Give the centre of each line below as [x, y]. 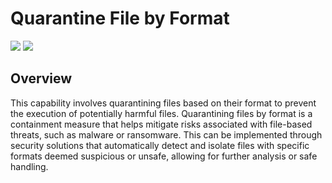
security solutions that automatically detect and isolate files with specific [160, 145]
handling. [29, 166]
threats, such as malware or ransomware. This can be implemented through [166, 134]
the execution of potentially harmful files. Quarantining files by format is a [161, 113]
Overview [41, 78]
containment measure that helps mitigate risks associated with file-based [161, 124]
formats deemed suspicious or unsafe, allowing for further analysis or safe [164, 156]
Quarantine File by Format [120, 18]
